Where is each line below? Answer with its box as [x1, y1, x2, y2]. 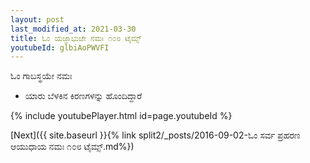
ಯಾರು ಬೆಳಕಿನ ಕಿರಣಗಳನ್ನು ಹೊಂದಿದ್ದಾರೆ [24, 90, 143, 102]
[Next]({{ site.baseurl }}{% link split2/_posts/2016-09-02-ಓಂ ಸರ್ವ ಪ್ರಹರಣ [10, 129, 301, 141]
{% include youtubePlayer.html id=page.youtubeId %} [10, 110, 233, 122]
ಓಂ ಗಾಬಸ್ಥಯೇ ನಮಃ [10, 70, 73, 82]
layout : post [10, 14, 65, 25]
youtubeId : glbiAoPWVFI [10, 42, 110, 53]
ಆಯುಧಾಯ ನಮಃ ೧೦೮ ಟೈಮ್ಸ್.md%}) [10, 141, 135, 153]
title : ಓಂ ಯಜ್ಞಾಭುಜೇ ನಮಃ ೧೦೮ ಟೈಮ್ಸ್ [10, 33, 142, 43]
